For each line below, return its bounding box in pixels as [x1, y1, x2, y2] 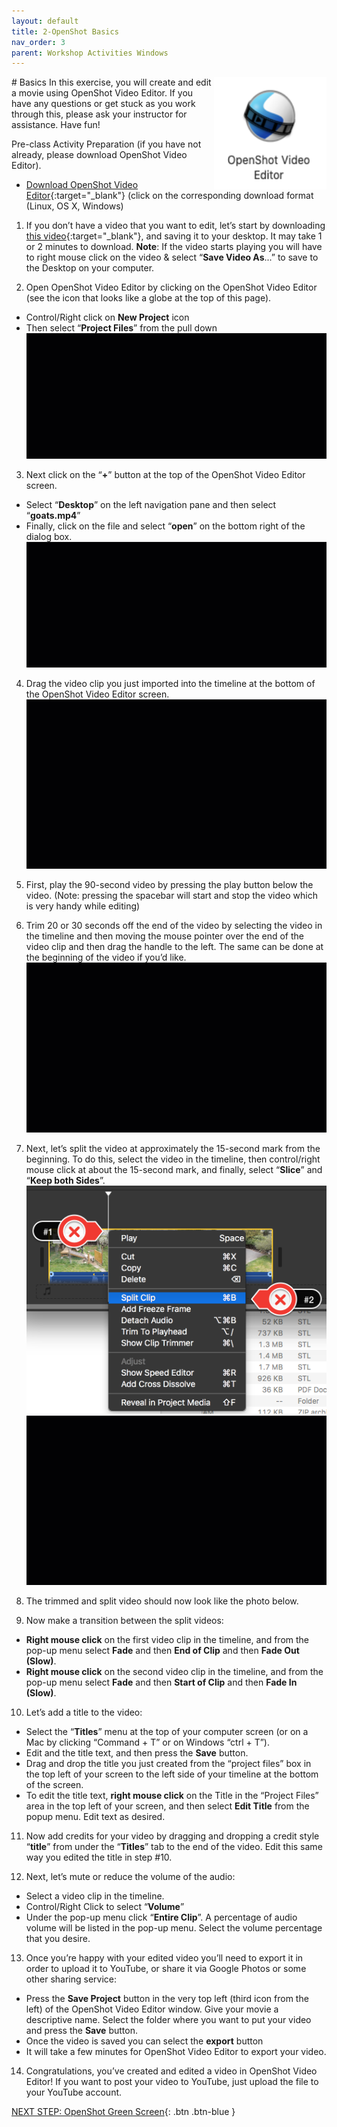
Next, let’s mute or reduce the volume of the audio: [25, 1871, 236, 1883]
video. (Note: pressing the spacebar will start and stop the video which [25, 890, 318, 902]
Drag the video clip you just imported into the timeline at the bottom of [25, 677, 316, 689]
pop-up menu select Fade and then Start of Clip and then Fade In [25, 1676, 298, 1689]
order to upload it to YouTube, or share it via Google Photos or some [25, 1963, 307, 1975]
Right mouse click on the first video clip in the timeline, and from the [25, 1634, 310, 1646]
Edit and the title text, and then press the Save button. [25, 1747, 249, 1759]
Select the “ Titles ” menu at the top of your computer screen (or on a [25, 1726, 309, 1738]
